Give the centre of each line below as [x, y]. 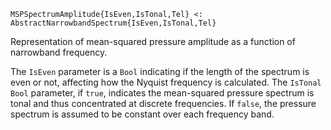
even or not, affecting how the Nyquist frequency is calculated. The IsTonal [166, 82]
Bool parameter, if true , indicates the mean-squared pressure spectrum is [162, 93]
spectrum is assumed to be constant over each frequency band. [142, 114]
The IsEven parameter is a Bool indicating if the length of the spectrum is [160, 71]
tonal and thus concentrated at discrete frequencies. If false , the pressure [163, 103]
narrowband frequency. [59, 52]
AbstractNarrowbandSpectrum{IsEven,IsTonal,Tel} [113, 23]
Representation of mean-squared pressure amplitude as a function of [153, 41]
